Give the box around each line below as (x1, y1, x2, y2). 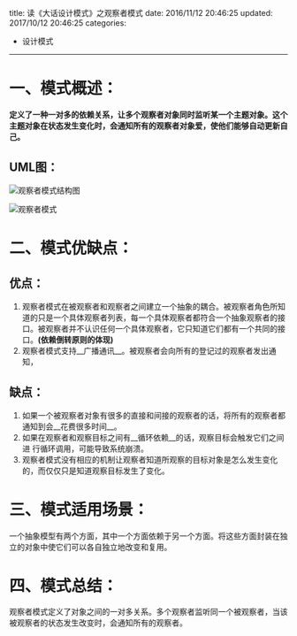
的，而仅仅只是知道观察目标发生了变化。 (21, 465, 170, 476)
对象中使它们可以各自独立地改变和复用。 (24, 541, 172, 552)
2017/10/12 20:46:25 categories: (9, 18, 126, 28)
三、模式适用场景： (9, 499, 149, 519)
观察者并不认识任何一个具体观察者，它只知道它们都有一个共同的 (45, 323, 278, 333)
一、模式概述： (9, 79, 118, 99)
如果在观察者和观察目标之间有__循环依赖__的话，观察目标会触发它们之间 (21, 432, 285, 442)
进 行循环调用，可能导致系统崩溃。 (21, 443, 148, 454)
